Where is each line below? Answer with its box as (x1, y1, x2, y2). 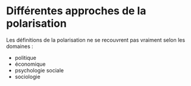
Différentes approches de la (6, 4, 146, 18)
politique (14, 54, 37, 61)
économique (14, 60, 46, 68)
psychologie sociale (14, 66, 64, 74)
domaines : (6, 43, 34, 50)
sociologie (14, 73, 40, 80)
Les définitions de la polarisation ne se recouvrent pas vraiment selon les (6, 36, 186, 43)
